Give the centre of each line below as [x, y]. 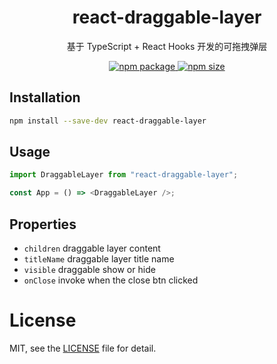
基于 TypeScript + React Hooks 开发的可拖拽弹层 [167, 46]
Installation [45, 97]
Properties [43, 224]
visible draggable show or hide [89, 269]
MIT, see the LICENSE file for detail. [83, 348]
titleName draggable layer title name [99, 259]
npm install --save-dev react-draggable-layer [108, 121]
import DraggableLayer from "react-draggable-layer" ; [124, 175]
